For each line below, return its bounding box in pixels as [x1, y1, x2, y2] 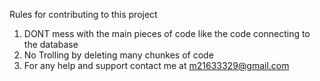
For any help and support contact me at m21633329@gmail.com [23, 60, 290, 71]
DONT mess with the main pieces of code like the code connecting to [23, 28, 311, 39]
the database [23, 39, 79, 50]
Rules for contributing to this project [9, 9, 158, 20]
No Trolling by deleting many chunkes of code [23, 49, 214, 61]
